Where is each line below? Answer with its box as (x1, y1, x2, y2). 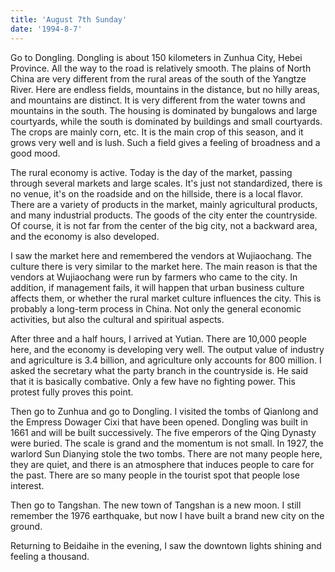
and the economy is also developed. (10, 230, 160, 242)
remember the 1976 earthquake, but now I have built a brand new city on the (10, 509, 325, 521)
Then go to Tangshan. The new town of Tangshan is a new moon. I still (10, 499, 302, 511)
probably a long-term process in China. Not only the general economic (10, 302, 302, 315)
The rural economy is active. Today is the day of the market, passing (10, 166, 293, 178)
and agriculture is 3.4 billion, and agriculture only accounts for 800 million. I (10, 354, 322, 366)
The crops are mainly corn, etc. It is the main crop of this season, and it (10, 126, 304, 138)
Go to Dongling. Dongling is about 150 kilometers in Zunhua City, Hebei (10, 51, 303, 63)
